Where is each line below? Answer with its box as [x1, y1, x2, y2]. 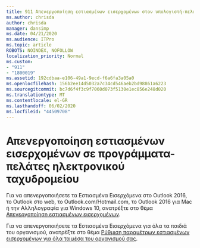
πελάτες [6, 159, 51, 173]
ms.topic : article [6, 42, 52, 48]
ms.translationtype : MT [6, 92, 65, 98]
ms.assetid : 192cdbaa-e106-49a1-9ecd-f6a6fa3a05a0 [6, 75, 135, 81]
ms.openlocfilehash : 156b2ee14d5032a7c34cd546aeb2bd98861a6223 [6, 81, 167, 87]
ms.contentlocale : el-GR [6, 97, 68, 103]
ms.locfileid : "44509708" [6, 108, 70, 114]
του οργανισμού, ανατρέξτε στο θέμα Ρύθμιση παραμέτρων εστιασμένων [6, 229, 190, 236]
